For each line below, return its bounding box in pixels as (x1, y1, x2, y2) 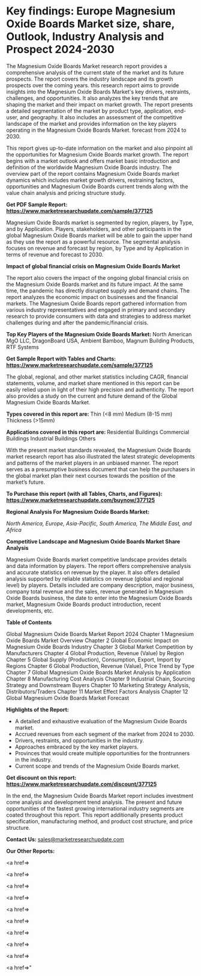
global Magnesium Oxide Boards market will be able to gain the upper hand (6, 232, 193, 239)
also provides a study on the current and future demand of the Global (6, 392, 178, 400)
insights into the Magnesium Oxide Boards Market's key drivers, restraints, (6, 88, 191, 95)
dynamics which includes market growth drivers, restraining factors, (6, 176, 175, 184)
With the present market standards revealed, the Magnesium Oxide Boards (6, 446, 191, 454)
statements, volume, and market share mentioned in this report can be (6, 379, 180, 386)
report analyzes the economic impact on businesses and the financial (6, 293, 178, 300)
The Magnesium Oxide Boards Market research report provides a (6, 62, 167, 70)
